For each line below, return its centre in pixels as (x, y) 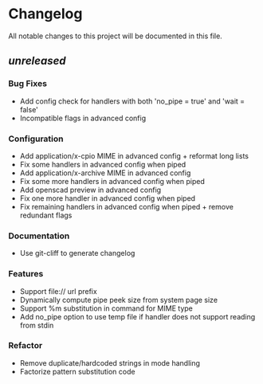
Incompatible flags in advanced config (82, 118)
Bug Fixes (28, 84)
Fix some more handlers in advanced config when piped (112, 181)
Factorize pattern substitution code (77, 371)
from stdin (37, 325)
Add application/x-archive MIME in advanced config (105, 173)
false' (29, 109)
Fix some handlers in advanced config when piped (103, 164)
